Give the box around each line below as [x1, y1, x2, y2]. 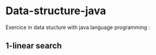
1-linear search [5, 41, 62, 51]
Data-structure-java [5, 4, 106, 18]
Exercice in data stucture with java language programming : [5, 24, 150, 31]
